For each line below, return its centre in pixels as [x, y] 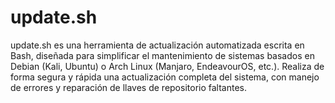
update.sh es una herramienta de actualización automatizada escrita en [157, 45]
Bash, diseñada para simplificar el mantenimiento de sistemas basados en [162, 55]
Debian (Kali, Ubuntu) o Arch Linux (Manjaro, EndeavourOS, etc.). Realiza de [167, 66]
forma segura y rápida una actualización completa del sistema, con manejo [165, 77]
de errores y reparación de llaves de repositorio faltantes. [128, 87]
